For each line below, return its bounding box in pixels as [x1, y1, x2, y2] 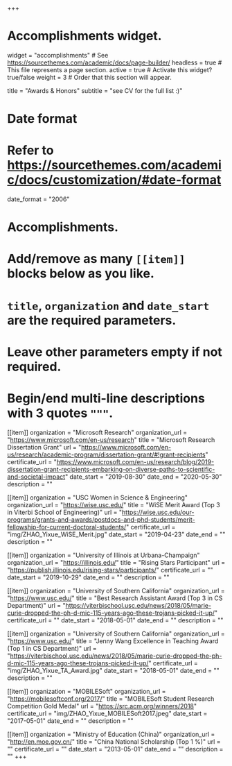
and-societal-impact [7, 473, 66, 481]
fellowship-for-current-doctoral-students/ [7, 522, 127, 531]
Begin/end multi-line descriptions [7, 391, 206, 406]
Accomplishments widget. [7, 28, 162, 44]
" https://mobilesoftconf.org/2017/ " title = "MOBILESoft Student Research [7, 695, 215, 703]
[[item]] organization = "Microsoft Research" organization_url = [7, 428, 188, 436]
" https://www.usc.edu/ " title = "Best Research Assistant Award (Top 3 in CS [7, 594, 223, 602]
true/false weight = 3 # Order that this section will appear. [7, 73, 172, 81]
